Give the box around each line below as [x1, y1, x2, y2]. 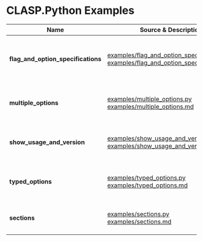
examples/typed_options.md [107, 181, 188, 190]
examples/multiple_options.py [107, 94, 192, 103]
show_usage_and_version [9, 137, 85, 146]
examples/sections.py [107, 210, 170, 218]
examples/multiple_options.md [107, 102, 195, 111]
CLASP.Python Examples [6, 4, 135, 18]
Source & [140, 25, 167, 34]
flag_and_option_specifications [9, 54, 101, 63]
